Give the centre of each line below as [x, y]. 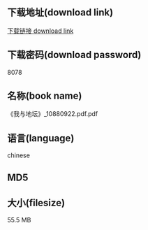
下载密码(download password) [74, 55]
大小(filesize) [36, 203]
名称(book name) [45, 96]
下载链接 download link [40, 31]
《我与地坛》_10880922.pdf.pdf [53, 114]
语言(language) [41, 138]
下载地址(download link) [60, 13]
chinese [18, 155]
